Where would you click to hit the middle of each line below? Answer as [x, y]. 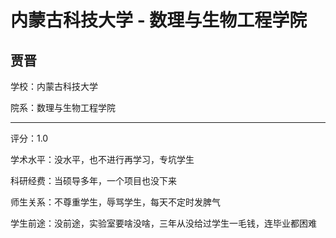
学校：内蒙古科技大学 [54, 86]
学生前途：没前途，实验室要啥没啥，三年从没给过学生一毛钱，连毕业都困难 [163, 223]
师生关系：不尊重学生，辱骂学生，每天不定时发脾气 [115, 202]
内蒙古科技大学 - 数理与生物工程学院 [159, 20]
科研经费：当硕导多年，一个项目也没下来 [93, 180]
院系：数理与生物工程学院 [63, 107]
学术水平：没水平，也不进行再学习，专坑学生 [102, 159]
